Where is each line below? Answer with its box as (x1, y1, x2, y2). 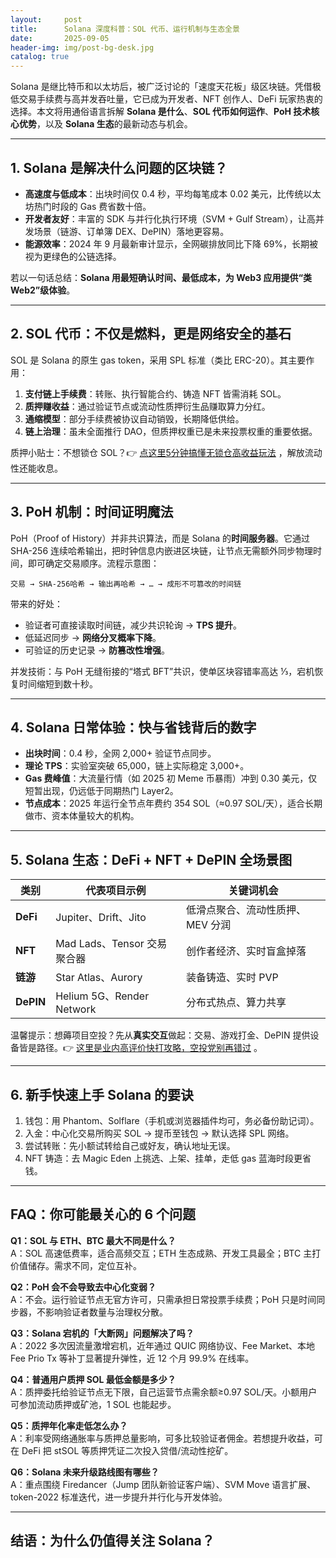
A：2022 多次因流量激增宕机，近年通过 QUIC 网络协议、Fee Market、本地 (10, 1339, 316, 1351)
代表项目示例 (85, 884, 147, 898)
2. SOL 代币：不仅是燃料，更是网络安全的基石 (10, 326, 292, 343)
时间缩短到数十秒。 (18, 677, 98, 690)
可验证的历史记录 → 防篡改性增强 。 (24, 644, 171, 656)
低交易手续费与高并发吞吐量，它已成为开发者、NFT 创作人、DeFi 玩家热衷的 (10, 93, 323, 105)
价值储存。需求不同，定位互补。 (10, 1259, 142, 1271)
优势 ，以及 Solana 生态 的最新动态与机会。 (18, 118, 193, 130)
